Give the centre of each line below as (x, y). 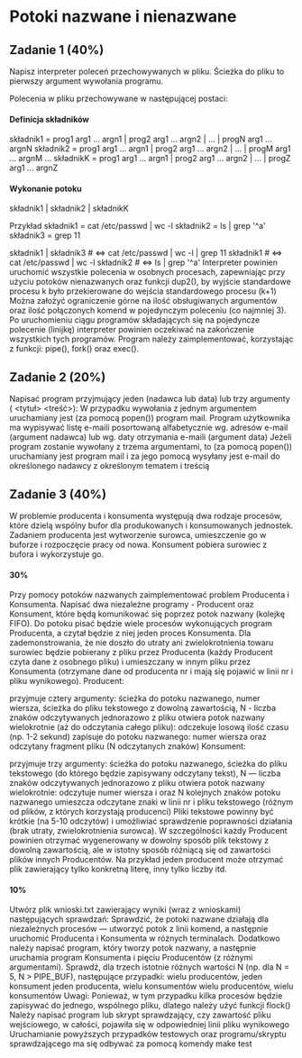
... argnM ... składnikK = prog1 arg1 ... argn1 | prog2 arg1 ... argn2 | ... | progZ (150, 159)
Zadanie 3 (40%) (58, 494)
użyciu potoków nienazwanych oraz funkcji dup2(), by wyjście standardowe (150, 282)
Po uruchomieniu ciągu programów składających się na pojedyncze (135, 320)
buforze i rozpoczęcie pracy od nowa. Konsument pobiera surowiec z (138, 545)
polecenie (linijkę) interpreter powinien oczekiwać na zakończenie (132, 330)
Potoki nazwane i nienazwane (123, 17)
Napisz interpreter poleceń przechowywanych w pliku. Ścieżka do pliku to (147, 71)
